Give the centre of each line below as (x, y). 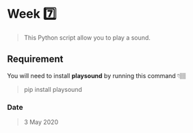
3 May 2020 (41, 122)
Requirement (35, 59)
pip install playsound (53, 89)
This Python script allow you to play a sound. (87, 37)
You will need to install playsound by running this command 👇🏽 (96, 75)
